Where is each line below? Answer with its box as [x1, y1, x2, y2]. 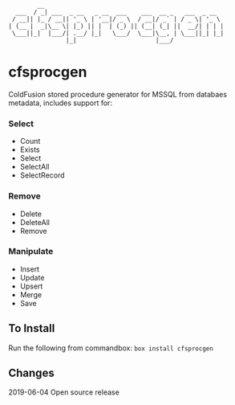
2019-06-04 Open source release [8, 387, 120, 397]
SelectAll [19, 162, 50, 172]
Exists [19, 145, 40, 154]
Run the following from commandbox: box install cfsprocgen [8, 343, 214, 353]
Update [19, 272, 45, 282]
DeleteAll [19, 217, 51, 227]
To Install [8, 321, 55, 335]
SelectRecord [19, 170, 66, 180]
